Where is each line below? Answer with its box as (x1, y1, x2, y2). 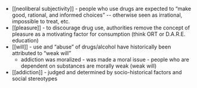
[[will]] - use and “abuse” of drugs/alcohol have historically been (11, 43, 171, 50)
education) (11, 37, 39, 44)
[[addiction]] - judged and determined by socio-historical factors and (11, 69, 182, 75)
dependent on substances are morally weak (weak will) (20, 62, 157, 69)
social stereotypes (11, 75, 58, 82)
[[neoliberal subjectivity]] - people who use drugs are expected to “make (11, 5, 192, 12)
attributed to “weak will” (11, 50, 72, 56)
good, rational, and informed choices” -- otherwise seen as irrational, (11, 11, 183, 19)
